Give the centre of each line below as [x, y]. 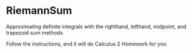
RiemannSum [39, 11]
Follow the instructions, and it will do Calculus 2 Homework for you [86, 44]
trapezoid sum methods [34, 32]
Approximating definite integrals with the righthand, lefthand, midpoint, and [96, 26]
